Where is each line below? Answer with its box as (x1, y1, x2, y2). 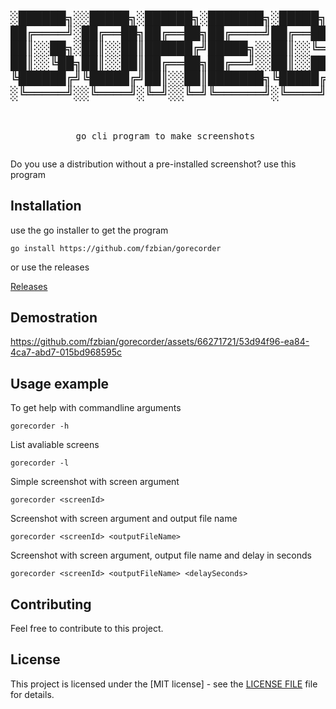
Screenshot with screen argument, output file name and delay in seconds (10, 549, 312, 562)
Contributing (10, 596, 92, 613)
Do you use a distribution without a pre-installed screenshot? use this (10, 158, 297, 170)
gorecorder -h (10, 421, 70, 432)
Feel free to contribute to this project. (10, 623, 164, 635)
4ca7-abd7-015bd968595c (10, 346, 123, 358)
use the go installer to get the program (10, 224, 169, 236)
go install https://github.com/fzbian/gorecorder (10, 243, 222, 253)
